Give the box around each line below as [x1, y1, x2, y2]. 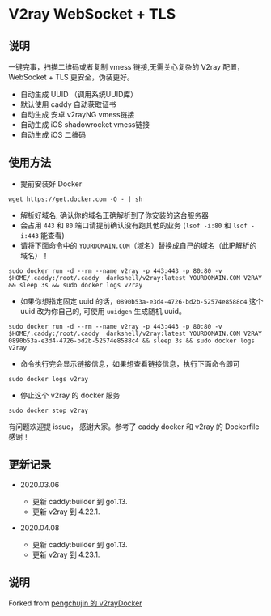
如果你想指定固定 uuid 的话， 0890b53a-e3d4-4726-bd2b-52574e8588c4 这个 [19, 296, 264, 306]
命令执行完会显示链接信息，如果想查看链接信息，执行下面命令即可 [19, 359, 240, 368]
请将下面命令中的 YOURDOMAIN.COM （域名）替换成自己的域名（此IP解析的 [19, 240, 257, 250]
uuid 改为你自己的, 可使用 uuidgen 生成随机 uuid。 [19, 306, 186, 316]
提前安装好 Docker [19, 179, 83, 189]
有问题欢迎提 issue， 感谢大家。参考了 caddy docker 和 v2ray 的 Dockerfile [8, 422, 260, 431]
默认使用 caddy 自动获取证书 [19, 100, 116, 109]
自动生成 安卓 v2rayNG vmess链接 [19, 110, 135, 119]
